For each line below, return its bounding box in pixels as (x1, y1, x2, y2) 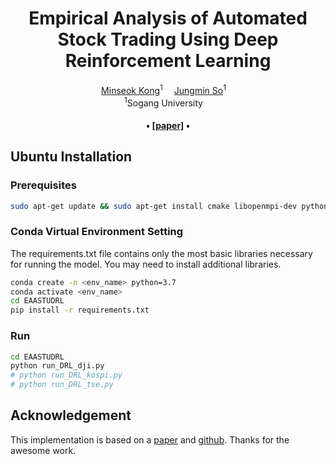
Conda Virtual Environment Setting (10, 225, 184, 239)
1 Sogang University (124, 95, 203, 109)
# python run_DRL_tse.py (10, 380, 114, 390)
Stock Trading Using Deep (57, 28, 279, 51)
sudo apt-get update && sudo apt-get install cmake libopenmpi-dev (10, 201, 298, 211)
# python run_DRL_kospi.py (10, 370, 123, 381)
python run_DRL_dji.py (10, 361, 105, 371)
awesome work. (10, 444, 77, 456)
